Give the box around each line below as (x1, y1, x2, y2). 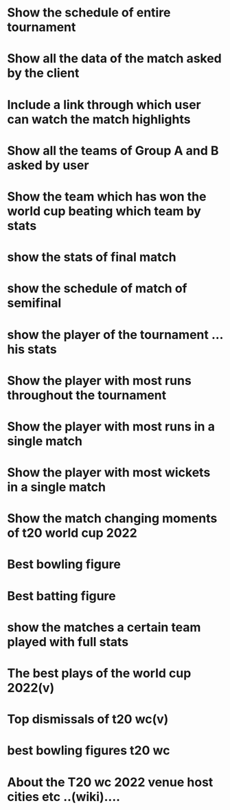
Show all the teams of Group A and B (7, 143, 219, 159)
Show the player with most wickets (7, 465, 211, 481)
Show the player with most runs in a (7, 419, 215, 434)
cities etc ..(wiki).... (7, 789, 121, 805)
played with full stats (7, 634, 129, 649)
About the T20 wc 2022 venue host (7, 774, 214, 790)
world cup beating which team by (7, 203, 201, 219)
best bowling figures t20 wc (7, 743, 170, 759)
